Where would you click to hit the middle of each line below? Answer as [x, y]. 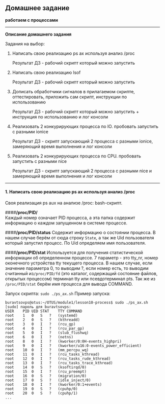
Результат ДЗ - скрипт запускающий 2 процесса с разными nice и [82, 171]
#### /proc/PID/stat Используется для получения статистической [74, 253]
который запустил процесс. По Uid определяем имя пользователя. [76, 243]
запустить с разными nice [40, 161]
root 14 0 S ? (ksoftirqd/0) [46, 367]
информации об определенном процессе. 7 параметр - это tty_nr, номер [82, 258]
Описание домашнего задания [38, 34]
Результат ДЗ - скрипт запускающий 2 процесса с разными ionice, [82, 141]
